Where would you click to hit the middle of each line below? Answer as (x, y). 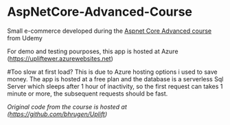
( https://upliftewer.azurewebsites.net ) (60, 58)
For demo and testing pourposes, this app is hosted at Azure (93, 51)
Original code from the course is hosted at (67, 107)
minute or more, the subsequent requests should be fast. (88, 94)
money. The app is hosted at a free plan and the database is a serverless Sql (115, 79)
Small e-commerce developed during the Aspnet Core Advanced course (110, 31)
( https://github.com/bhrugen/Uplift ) (57, 114)
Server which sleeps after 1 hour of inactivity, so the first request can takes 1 (115, 86)
